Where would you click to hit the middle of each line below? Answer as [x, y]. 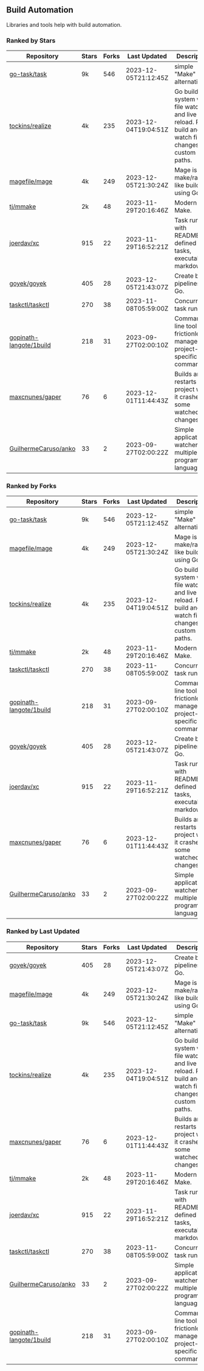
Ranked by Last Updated [43, 931]
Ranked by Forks [31, 486]
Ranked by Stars [31, 40]
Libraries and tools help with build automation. [64, 24]
